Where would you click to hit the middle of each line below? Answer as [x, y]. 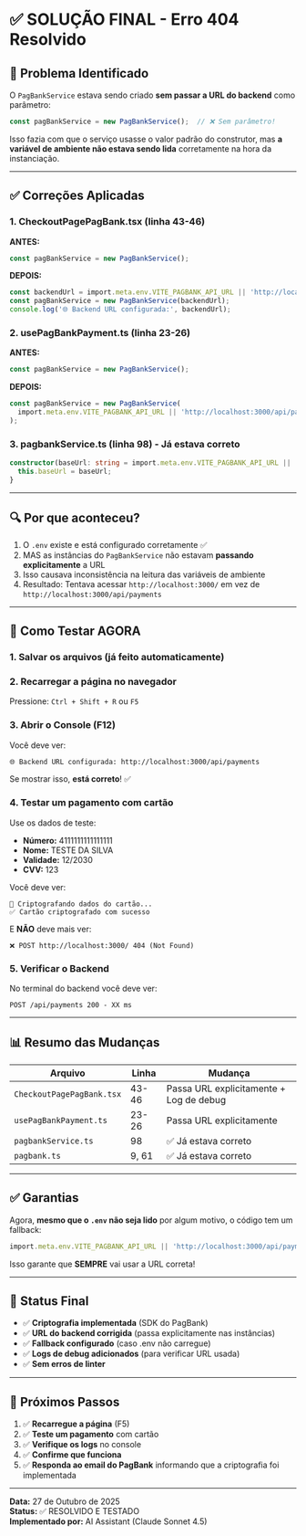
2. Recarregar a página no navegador [93, 681]
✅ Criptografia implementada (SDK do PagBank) [115, 1323]
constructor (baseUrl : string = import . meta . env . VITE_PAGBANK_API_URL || [150, 463]
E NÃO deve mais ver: [51, 929]
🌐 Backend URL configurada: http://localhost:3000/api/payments [135, 762]
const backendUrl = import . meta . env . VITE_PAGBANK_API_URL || [128, 292]
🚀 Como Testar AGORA [75, 631]
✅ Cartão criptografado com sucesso [80, 912]
